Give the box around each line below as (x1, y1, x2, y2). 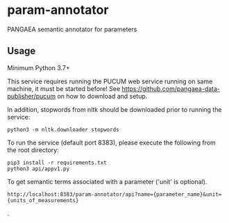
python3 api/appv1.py (7, 165, 70, 172)
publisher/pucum (7, 92, 56, 100)
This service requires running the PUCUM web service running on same (7, 77, 213, 85)
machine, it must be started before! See (7, 84, 121, 92)
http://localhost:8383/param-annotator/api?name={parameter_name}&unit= (7, 190, 222, 198)
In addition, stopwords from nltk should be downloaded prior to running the (7, 105, 222, 113)
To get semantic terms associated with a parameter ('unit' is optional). (7, 177, 207, 185)
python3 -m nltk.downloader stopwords (7, 126, 119, 133)
